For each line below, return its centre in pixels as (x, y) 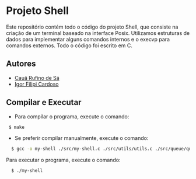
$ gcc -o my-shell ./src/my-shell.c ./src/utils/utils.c (82, 149)
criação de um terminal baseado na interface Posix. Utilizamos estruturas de (98, 33)
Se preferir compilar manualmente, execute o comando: (81, 138)
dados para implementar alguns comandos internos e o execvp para (88, 39)
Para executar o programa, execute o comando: (63, 160)
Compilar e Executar (44, 102)
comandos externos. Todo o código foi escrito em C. (69, 45)
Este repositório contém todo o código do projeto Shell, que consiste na (92, 27)
